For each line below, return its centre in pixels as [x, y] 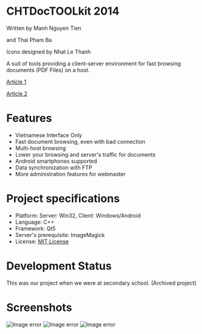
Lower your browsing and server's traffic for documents [85, 154]
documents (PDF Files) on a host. [48, 70]
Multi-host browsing [40, 148]
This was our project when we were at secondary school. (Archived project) [101, 283]
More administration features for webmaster [70, 174]
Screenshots [39, 307]
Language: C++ [35, 222]
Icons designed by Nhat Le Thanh [49, 52]
